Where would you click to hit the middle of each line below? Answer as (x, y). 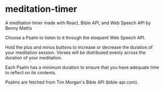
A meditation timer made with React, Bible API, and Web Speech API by (78, 23)
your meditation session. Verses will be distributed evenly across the (75, 52)
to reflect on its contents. (31, 72)
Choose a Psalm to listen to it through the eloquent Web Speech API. (75, 38)
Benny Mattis (19, 28)
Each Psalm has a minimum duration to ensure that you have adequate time (82, 67)
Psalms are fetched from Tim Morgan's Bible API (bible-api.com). (72, 82)
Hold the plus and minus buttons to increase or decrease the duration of (79, 47)
